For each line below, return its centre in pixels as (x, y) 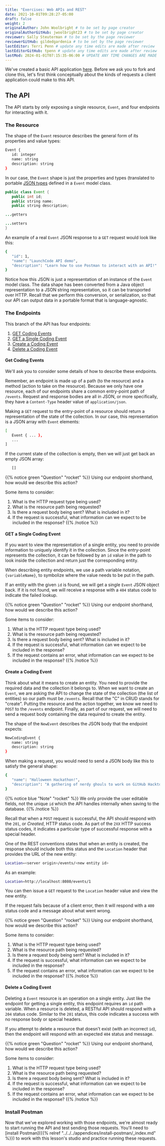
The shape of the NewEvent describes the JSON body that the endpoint (76, 723)
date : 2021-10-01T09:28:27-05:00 (39, 14)
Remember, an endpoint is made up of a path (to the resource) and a (74, 381)
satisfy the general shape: (31, 766)
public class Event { (27, 192)
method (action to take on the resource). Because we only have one (74, 386)
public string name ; (33, 201)
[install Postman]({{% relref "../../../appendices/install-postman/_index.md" (81, 1133)
